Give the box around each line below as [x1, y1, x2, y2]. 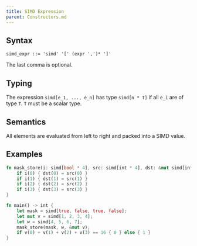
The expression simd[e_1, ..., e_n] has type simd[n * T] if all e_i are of [6, 94, 184, 101]
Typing [6, 78, 32, 88]
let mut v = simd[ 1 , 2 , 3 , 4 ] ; [16, 213, 93, 219]
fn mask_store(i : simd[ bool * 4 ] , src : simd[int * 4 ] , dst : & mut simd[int [6, 165, 193, 171]
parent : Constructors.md [6, 14, 67, 20]
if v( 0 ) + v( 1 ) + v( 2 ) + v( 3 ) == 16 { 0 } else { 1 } [16, 230, 151, 235]
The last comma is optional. [6, 61, 73, 68]
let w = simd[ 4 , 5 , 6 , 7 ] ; [16, 219, 83, 225]
